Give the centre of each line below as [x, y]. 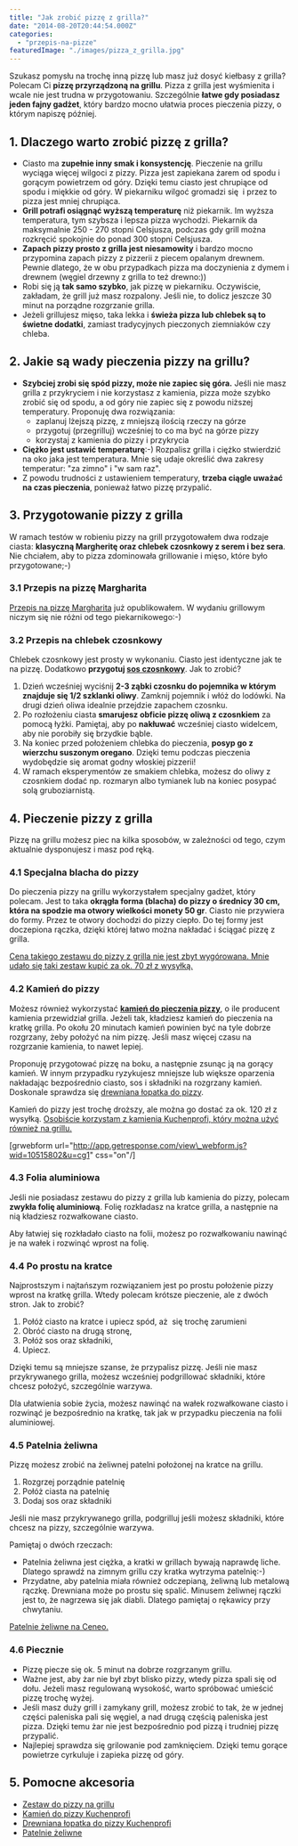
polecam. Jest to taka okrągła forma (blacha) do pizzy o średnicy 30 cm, [145, 902]
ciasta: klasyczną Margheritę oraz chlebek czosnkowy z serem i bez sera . [148, 546]
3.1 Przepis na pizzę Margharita [78, 588]
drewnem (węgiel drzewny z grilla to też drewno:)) [114, 276]
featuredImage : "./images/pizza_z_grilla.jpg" [97, 51]
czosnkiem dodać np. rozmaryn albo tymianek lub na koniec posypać [149, 781]
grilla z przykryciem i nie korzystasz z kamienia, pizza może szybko [146, 392]
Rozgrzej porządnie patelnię [73, 1482]
